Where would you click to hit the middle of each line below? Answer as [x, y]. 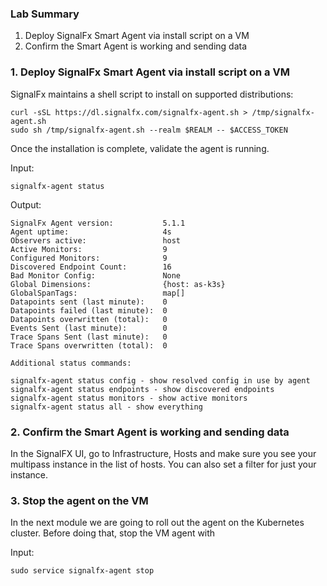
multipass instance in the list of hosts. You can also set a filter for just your [163, 464]
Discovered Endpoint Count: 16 [91, 267]
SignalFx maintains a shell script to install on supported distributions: [152, 94]
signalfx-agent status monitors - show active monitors [129, 398]
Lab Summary [45, 14]
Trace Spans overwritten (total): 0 [89, 345]
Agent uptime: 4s [91, 232]
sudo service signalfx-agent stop [82, 571]
